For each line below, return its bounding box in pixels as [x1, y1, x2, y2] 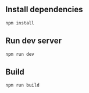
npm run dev [5, 51, 34, 57]
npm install [5, 20, 34, 26]
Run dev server [5, 36, 62, 46]
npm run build [5, 83, 40, 88]
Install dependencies [5, 5, 83, 15]
